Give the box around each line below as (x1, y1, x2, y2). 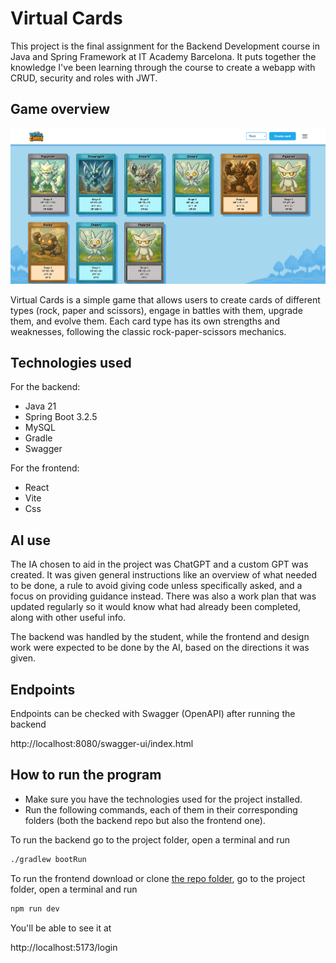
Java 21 (24, 400, 57, 412)
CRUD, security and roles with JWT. (10, 72, 158, 84)
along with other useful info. (10, 612, 127, 624)
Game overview (10, 101, 111, 118)
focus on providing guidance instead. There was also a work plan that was (10, 590, 317, 602)
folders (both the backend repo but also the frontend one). (24, 814, 266, 826)
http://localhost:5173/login (10, 941, 118, 953)
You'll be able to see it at (10, 922, 112, 934)
